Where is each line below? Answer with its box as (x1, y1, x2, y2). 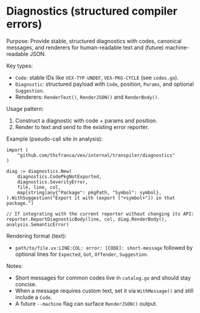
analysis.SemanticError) (6, 221, 69, 228)
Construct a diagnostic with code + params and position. (15, 117, 158, 124)
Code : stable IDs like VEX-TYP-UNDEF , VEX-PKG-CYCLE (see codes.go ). (15, 74, 179, 81)
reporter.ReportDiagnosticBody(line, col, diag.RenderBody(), (6, 216, 167, 222)
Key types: (6, 62, 33, 69)
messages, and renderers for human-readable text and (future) (6, 44, 164, 51)
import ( (6, 147, 29, 153)
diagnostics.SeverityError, (17, 178, 88, 185)
